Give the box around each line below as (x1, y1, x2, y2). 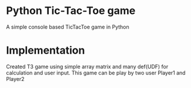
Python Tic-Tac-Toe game (6, 4, 136, 17)
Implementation (6, 44, 85, 57)
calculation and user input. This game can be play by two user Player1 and (6, 69, 186, 76)
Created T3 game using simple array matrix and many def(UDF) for (6, 63, 169, 70)
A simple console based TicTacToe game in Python (6, 23, 129, 30)
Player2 (6, 75, 25, 82)
